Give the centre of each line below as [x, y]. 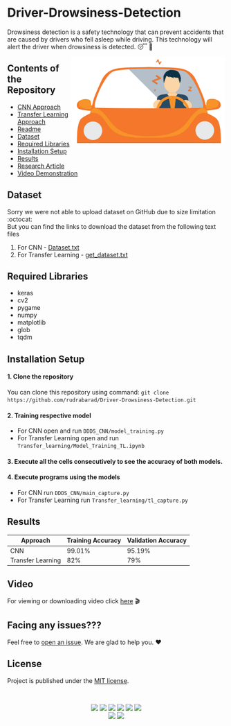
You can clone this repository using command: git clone [88, 392]
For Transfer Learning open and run [68, 438]
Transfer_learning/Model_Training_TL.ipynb [81, 446]
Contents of [34, 68]
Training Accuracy [94, 541]
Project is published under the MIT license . [68, 680]
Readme [29, 129]
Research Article [41, 166]
